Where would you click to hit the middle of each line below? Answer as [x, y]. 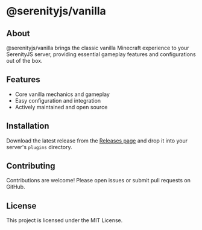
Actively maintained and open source [61, 107]
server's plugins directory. [39, 147]
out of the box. [24, 61]
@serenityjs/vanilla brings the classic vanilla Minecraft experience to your [98, 48]
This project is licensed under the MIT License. [65, 220]
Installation [28, 126]
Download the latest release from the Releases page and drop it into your [97, 141]
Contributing [31, 166]
